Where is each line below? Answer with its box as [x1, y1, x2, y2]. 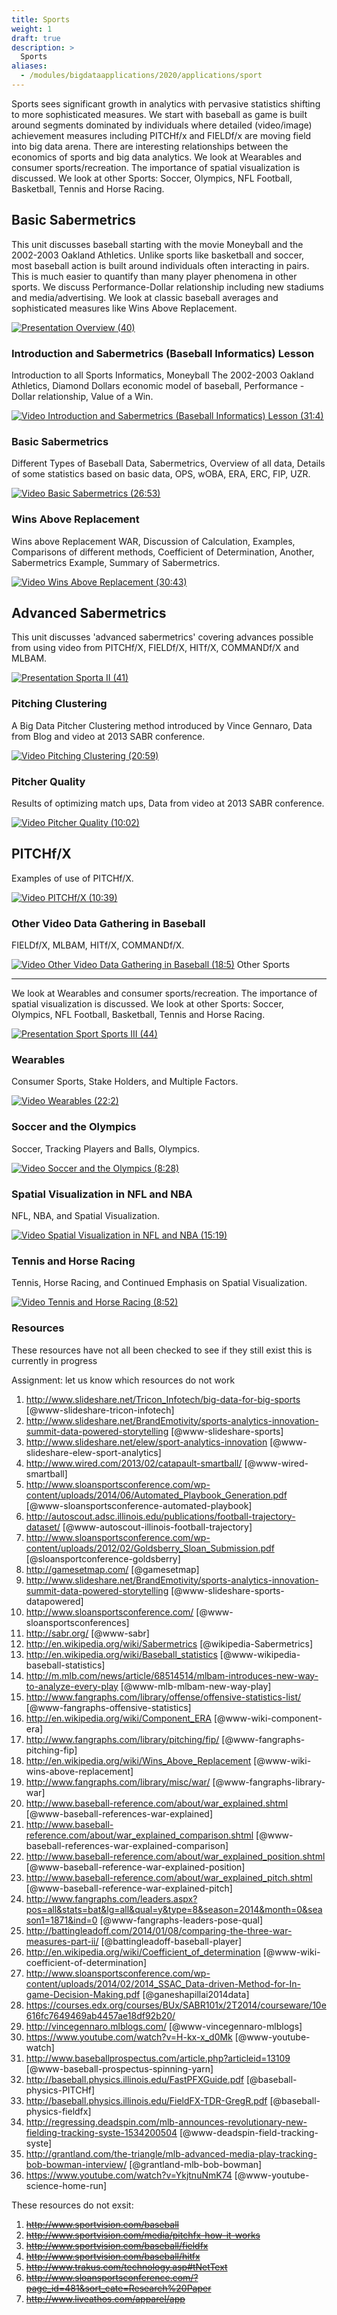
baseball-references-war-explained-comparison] [25, 1839, 229, 1851]
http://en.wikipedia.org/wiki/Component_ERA [25, 1712, 213, 1724]
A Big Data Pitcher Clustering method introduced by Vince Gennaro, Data [11, 719, 313, 731]
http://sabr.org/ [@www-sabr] [25, 1627, 150, 1639]
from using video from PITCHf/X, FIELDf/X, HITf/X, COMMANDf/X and [11, 642, 300, 654]
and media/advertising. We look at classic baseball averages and [11, 291, 279, 303]
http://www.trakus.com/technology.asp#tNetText [25, 2261, 228, 2273]
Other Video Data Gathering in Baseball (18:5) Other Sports [47, 959, 291, 971]
